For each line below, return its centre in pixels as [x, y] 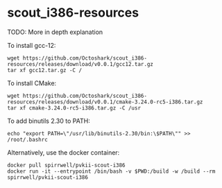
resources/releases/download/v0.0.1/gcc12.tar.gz [80, 64]
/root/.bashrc [28, 139]
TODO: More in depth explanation [55, 32]
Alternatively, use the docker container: [63, 152]
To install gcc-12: [32, 45]
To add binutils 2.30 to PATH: [49, 121]
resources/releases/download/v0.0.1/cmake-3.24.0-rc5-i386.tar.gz [105, 102]
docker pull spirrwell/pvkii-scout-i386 [67, 165]
